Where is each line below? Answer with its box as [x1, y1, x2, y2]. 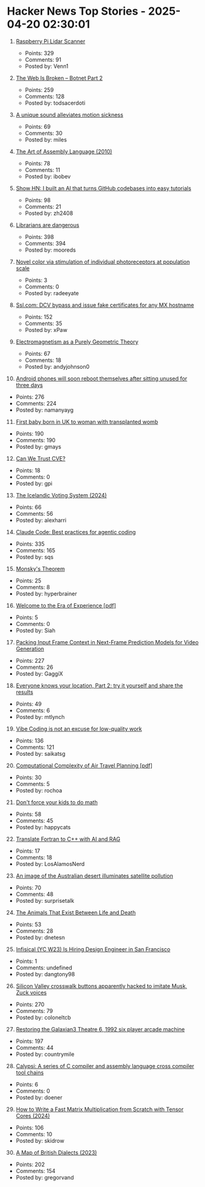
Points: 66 [15, 503, 42, 511]
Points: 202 [15, 1161, 45, 1168]
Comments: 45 [15, 816, 54, 824]
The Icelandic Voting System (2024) [15, 491, 107, 499]
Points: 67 [24, 350, 51, 357]
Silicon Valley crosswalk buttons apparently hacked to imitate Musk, [15, 982, 187, 990]
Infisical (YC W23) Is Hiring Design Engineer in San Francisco [15, 945, 171, 953]
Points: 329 [24, 49, 54, 56]
